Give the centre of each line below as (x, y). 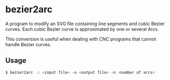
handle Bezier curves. (29, 44)
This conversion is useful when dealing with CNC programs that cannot (81, 39)
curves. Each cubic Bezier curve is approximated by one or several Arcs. (82, 29)
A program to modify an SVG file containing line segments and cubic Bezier (85, 24)
